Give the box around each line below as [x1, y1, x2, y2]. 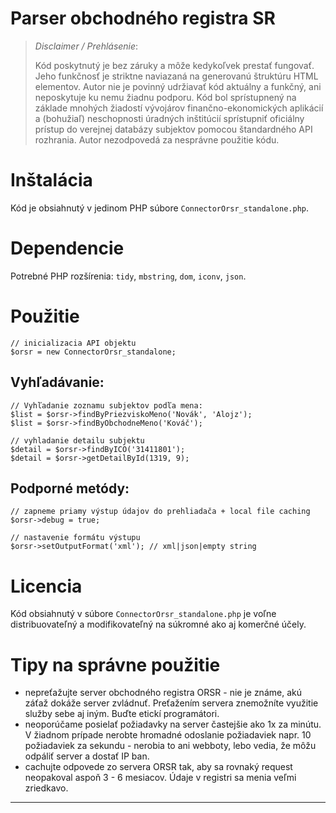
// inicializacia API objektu [10, 338, 137, 348]
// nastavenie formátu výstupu [10, 533, 141, 543]
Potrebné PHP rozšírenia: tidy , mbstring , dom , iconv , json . [10, 270, 247, 282]
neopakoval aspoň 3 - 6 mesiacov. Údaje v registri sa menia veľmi [24, 772, 297, 784]
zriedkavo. [24, 782, 69, 794]
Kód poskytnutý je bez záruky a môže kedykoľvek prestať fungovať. [34, 59, 315, 71]
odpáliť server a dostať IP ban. [24, 750, 150, 762]
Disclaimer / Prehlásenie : [34, 40, 139, 52]
